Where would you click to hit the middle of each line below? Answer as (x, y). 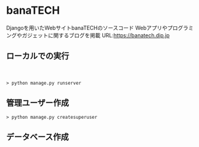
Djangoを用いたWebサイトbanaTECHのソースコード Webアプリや (87, 28)
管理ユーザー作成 (38, 103)
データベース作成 (37, 136)
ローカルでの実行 (38, 56)
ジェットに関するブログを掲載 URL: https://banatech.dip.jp (98, 35)
